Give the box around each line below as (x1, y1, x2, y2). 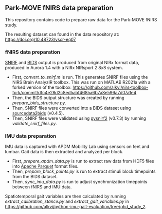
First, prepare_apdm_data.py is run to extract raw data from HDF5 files (12, 158, 154, 164)
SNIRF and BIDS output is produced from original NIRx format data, (5, 60, 140, 66)
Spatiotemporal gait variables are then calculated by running (5, 194, 126, 199)
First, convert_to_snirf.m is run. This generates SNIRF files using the (12, 74, 148, 80)
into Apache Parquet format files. (12, 164, 79, 169)
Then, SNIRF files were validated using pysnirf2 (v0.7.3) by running (12, 115, 146, 121)
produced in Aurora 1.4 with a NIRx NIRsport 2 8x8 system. (5, 65, 123, 71)
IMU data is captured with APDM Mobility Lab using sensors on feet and (5, 144, 150, 149)
